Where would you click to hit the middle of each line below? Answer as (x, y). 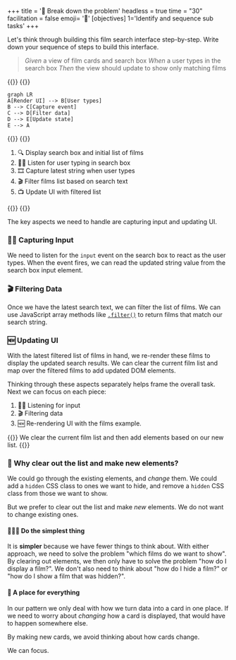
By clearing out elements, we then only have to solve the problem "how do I (117, 561)
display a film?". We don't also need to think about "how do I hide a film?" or (117, 569)
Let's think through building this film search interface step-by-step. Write (113, 39)
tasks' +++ (23, 26)
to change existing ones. (43, 515)
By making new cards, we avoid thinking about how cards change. (104, 637)
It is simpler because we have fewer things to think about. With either (108, 547)
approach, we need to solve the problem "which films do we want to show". (117, 554)
